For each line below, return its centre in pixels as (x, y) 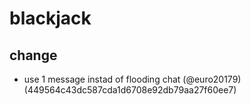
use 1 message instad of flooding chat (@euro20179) (132, 79)
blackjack (50, 18)
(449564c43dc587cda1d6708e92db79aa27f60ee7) (130, 90)
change (33, 55)
